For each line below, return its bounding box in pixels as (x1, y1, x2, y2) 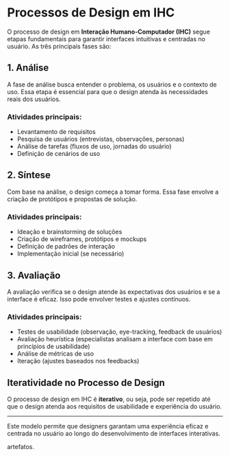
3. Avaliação (7, 269, 61, 281)
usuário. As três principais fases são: (7, 42, 112, 50)
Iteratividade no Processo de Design (7, 376, 166, 389)
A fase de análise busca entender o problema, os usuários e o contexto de (7, 80, 217, 89)
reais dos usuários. (7, 95, 61, 103)
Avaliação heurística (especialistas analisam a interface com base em (16, 335, 214, 343)
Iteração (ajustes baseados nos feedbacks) (16, 357, 140, 365)
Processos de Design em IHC (7, 5, 175, 21)
